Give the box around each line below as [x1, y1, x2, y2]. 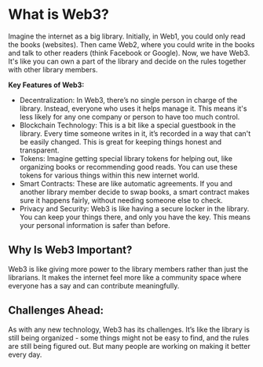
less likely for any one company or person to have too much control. [19, 112, 240, 121]
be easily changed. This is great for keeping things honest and [19, 137, 222, 146]
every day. [8, 350, 42, 359]
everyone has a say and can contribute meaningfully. [8, 281, 180, 290]
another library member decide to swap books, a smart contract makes [19, 187, 250, 196]
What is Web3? [8, 6, 110, 24]
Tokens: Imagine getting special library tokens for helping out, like [19, 153, 233, 163]
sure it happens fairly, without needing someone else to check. [19, 195, 224, 205]
